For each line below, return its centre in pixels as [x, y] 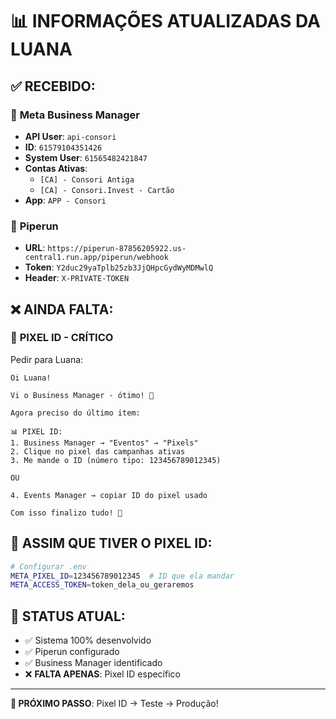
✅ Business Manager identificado [93, 663]
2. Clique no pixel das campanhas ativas [98, 451]
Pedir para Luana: [47, 359]
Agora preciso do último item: [75, 413]
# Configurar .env [48, 566]
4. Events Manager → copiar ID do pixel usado [109, 495]
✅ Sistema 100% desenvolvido [88, 640]
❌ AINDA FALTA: [62, 309]
